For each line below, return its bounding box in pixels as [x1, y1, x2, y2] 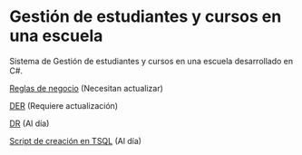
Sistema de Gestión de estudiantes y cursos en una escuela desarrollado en [9, 55, 294, 66]
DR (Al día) [9, 118, 50, 129]
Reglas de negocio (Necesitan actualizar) [9, 82, 163, 93]
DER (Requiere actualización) [9, 100, 119, 111]
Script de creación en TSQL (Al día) [9, 135, 142, 146]
